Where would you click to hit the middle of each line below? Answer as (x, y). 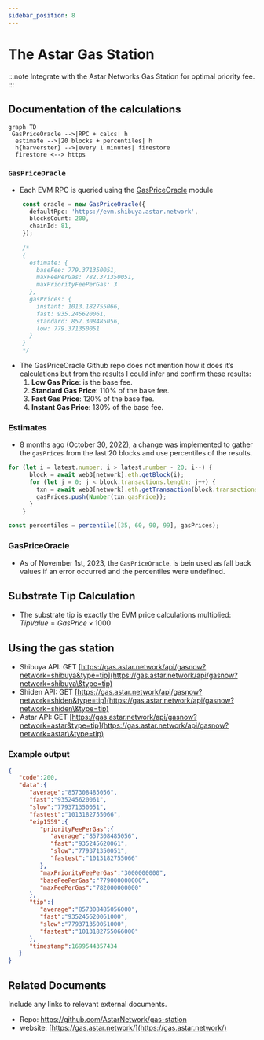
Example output (39, 754)
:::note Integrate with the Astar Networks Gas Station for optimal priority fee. (132, 76)
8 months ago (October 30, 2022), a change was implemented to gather (136, 444)
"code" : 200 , (38, 778)
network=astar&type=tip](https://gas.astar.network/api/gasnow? (124, 725)
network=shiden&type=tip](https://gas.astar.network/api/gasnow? (126, 700)
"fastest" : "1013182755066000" (89, 931)
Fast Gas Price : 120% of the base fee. (93, 399)
